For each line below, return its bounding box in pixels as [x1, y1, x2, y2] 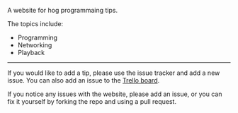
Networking [17, 41, 52, 49]
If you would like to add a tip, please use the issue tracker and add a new [7, 69, 220, 77]
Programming [17, 33, 58, 42]
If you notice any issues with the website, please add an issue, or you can [7, 90, 222, 98]
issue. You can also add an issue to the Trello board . [7, 76, 160, 84]
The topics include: [7, 20, 64, 28]
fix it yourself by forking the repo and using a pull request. [7, 97, 177, 105]
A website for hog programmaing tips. [7, 6, 118, 14]
